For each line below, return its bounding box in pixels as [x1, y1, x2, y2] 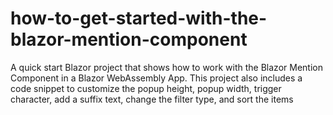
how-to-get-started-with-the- [10, 7, 268, 30]
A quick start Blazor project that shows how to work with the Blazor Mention [10, 61, 323, 73]
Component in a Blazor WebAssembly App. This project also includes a [10, 72, 303, 84]
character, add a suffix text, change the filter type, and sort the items [10, 93, 294, 105]
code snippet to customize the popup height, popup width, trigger [10, 82, 282, 94]
